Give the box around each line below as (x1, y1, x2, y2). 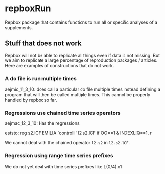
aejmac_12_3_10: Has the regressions (5, 120, 80, 126)
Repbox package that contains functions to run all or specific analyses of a (5, 19, 157, 25)
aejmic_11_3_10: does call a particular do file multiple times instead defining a (5, 86, 161, 92)
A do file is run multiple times (5, 75, 77, 82)
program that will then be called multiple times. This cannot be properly (5, 92, 151, 98)
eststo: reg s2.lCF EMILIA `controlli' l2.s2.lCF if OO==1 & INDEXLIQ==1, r (5, 130, 152, 136)
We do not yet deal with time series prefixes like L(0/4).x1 (5, 163, 122, 169)
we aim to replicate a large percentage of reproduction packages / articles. (5, 58, 158, 63)
